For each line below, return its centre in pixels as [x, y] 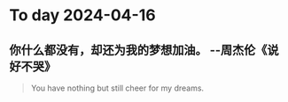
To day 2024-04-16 [83, 15]
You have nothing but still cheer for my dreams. [117, 88]
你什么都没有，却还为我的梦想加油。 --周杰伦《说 [144, 50]
